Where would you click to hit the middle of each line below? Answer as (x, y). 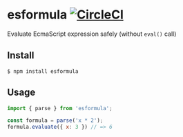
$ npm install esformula (43, 71)
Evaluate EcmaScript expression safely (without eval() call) (92, 34)
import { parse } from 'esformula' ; (60, 108)
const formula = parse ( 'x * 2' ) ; (55, 120)
